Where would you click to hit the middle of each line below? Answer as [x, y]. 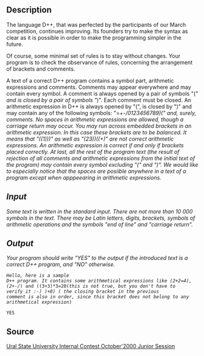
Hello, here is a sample [38, 276]
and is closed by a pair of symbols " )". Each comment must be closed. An [99, 100]
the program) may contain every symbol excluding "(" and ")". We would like [102, 164]
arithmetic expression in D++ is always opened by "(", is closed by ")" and [99, 106]
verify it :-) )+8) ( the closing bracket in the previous [83, 291]
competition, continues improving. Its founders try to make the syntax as [97, 31]
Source [20, 331]
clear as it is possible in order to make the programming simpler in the [94, 37]
